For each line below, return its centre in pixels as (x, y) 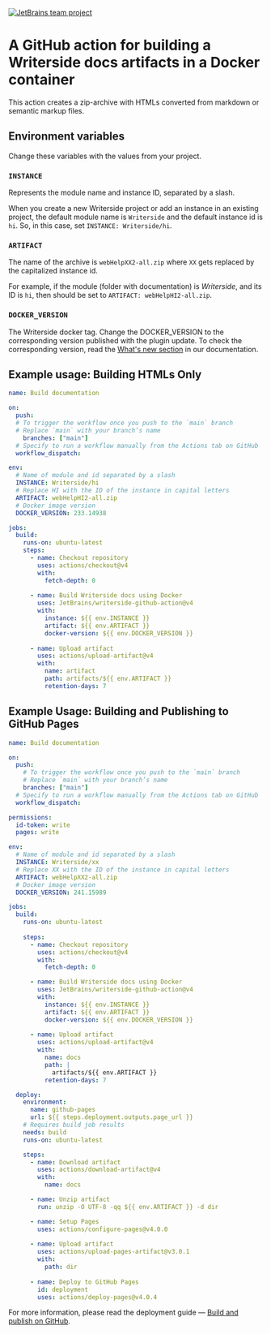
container (42, 80)
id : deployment (63, 1289)
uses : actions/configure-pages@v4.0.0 (103, 1229)
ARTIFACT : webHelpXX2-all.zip (66, 877)
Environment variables (67, 137)
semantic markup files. (47, 110)
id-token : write (43, 825)
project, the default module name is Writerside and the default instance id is (135, 217)
